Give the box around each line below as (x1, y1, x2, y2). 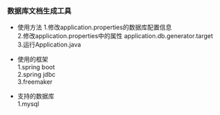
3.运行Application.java (17, 40, 81, 49)
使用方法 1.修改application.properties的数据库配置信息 (17, 23, 172, 32)
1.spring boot (17, 63, 56, 71)
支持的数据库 (17, 92, 54, 100)
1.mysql (17, 100, 40, 108)
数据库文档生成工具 (7, 6, 72, 15)
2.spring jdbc (17, 71, 56, 79)
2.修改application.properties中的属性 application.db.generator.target (17, 32, 214, 40)
